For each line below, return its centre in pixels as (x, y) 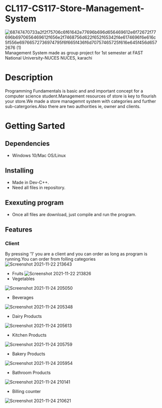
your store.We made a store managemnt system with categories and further (81, 101)
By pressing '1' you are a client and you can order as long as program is (76, 254)
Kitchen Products (29, 335)
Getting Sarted (35, 126)
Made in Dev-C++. (30, 182)
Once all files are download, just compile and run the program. (74, 214)
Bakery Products (29, 354)
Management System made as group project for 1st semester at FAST (74, 53)
